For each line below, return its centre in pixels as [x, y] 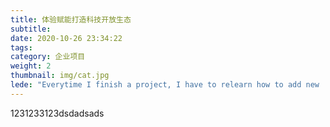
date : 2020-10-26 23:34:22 [66, 38]
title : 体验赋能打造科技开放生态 [71, 19]
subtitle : [31, 29]
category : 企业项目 [48, 57]
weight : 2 [31, 66]
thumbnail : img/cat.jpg [60, 76]
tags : [21, 47]
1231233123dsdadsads [57, 113]
